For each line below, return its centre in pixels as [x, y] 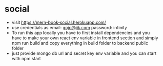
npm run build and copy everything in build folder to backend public [80, 43]
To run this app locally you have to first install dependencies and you [81, 33]
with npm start [26, 58]
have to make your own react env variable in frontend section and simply [85, 38]
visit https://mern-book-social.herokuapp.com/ [59, 22]
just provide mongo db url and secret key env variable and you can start [84, 53]
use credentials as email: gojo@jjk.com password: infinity [69, 27]
